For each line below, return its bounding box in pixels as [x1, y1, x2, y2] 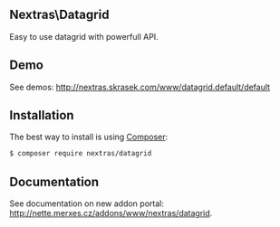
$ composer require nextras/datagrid [9, 149, 152, 158]
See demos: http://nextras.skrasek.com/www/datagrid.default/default [9, 81, 270, 92]
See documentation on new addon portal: [9, 198, 165, 209]
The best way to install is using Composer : [9, 131, 169, 143]
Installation [9, 108, 74, 123]
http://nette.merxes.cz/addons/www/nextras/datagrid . [9, 208, 213, 219]
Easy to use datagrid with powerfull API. [9, 31, 159, 42]
